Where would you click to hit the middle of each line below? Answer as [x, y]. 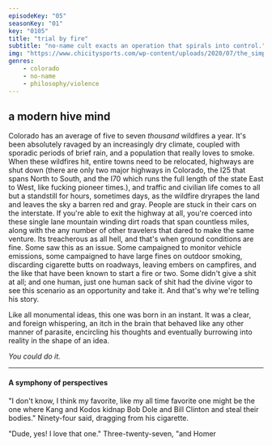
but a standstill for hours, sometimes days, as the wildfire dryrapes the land [134, 196]
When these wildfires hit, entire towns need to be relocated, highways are [131, 162]
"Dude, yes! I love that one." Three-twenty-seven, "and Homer [113, 433]
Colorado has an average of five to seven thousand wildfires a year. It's [127, 136]
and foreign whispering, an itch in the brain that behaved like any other [126, 324]
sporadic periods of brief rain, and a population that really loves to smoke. [132, 153]
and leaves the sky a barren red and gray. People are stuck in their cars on [133, 205]
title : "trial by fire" [49, 38]
